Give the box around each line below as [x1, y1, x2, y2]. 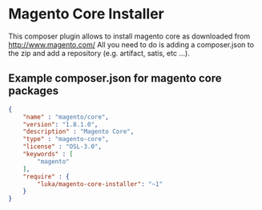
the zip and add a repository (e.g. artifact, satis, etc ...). [8, 48, 190, 58]
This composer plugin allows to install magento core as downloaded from [8, 31, 251, 41]
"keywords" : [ [22, 150, 74, 158]
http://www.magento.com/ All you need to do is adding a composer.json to [8, 39, 255, 49]
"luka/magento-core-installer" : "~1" [37, 180, 163, 188]
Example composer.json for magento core [8, 71, 222, 85]
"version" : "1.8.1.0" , [22, 120, 99, 128]
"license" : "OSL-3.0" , [22, 143, 103, 151]
